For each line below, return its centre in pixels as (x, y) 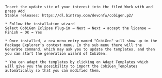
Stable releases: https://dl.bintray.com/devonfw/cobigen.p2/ (69, 16)
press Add (15, 11)
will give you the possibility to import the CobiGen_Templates (71, 66)
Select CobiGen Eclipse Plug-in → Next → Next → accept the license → (78, 28)
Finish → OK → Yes (24, 32)
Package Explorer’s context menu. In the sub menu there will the (73, 45)
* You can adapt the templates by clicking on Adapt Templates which (77, 62)
